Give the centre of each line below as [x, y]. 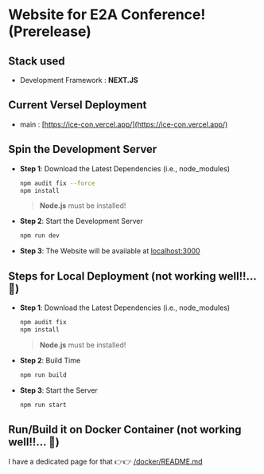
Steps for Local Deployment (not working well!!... [132, 276]
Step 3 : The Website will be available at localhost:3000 [110, 251]
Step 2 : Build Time [50, 360]
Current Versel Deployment [78, 105]
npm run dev [39, 236]
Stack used [37, 61]
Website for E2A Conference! [107, 15]
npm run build [43, 375]
